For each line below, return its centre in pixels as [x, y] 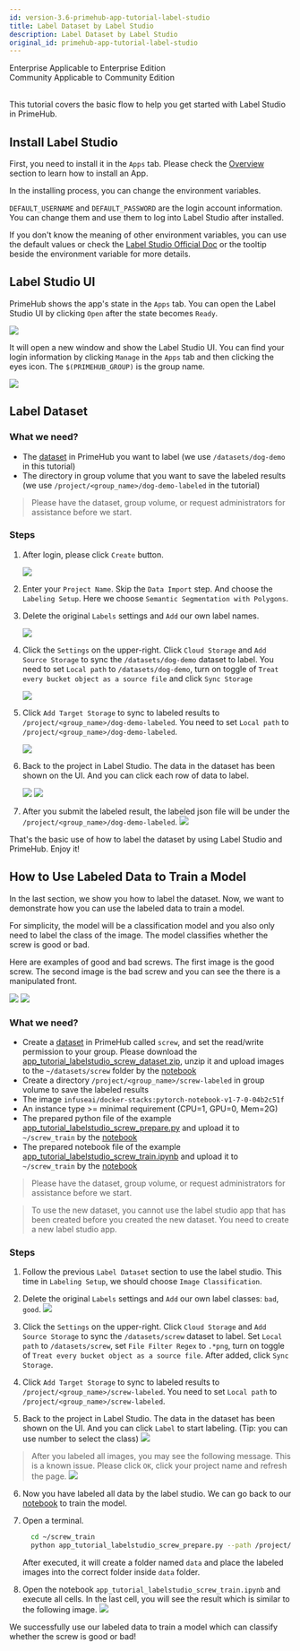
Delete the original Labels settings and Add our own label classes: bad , [150, 1299]
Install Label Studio [64, 142]
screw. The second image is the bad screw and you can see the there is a [145, 971]
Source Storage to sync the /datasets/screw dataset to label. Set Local [152, 1336]
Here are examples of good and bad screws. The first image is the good [142, 962]
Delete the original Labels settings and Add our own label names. [141, 616]
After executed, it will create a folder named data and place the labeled [153, 1563]
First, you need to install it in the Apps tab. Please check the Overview [137, 164]
